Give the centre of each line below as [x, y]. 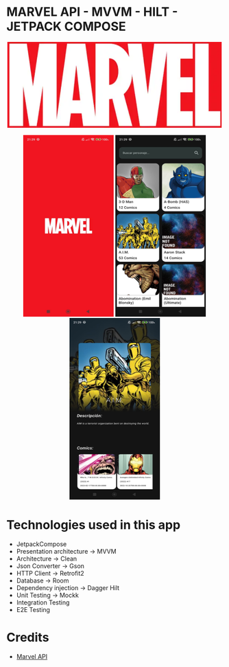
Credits [28, 638]
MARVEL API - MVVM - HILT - [92, 12]
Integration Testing [43, 602]
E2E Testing [33, 609]
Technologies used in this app [94, 525]
